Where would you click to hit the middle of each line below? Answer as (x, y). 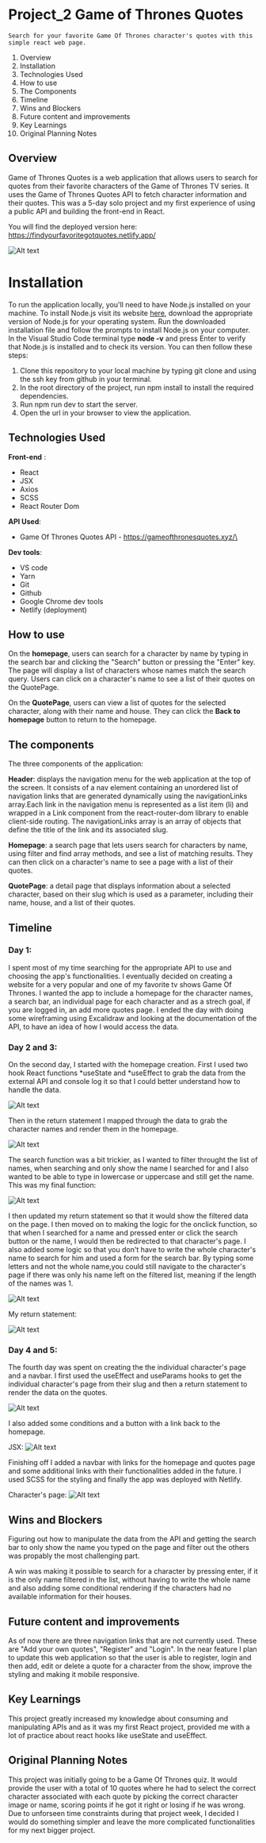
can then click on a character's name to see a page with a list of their (121, 862)
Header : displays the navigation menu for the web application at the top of (129, 779)
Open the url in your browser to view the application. (105, 413)
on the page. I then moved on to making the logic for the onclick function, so (133, 1224)
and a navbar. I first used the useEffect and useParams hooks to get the (125, 1376)
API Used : (25, 521)
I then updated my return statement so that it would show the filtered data (128, 1216)
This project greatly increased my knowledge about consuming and (118, 1718)
